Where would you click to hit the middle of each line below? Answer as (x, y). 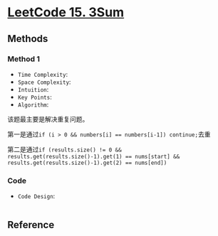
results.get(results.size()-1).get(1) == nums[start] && (94, 156)
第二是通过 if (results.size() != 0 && (65, 149)
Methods (28, 39)
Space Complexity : (44, 82)
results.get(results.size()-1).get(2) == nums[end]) (87, 163)
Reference (31, 225)
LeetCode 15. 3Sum (66, 12)
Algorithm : (33, 104)
